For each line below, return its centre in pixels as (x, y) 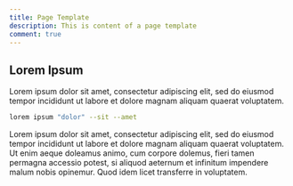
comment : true (36, 34)
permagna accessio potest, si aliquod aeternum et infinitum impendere (139, 163)
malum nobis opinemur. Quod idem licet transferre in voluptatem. (128, 172)
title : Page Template (49, 17)
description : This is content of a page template (103, 26)
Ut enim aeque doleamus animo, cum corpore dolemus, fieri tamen (132, 153)
